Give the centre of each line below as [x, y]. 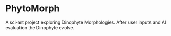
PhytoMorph [33, 9]
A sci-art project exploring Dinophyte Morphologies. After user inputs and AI [86, 22]
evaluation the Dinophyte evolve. [40, 27]
